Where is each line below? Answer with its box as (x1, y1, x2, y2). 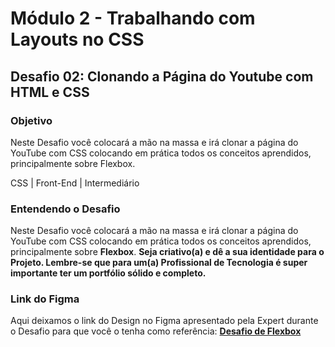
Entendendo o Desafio (10, 202, 121, 216)
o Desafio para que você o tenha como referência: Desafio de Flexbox (10, 325, 302, 337)
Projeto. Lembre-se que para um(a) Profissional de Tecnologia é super (10, 257, 308, 269)
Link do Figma (10, 292, 80, 306)
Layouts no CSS (10, 28, 145, 51)
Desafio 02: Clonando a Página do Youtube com (10, 68, 314, 85)
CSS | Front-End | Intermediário (10, 177, 140, 189)
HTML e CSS (10, 83, 90, 101)
